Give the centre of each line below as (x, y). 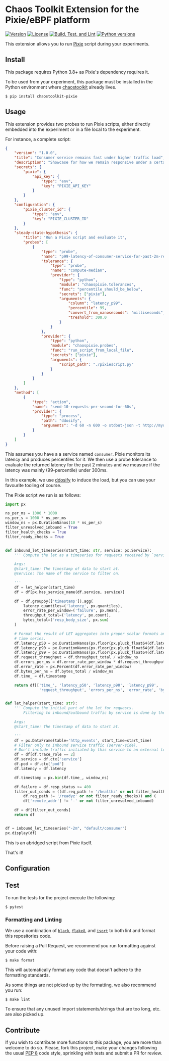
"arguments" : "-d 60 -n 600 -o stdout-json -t (91, 425)
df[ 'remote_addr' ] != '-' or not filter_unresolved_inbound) (89, 801)
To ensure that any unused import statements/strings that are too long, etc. (83, 1009)
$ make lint (18, 1000)
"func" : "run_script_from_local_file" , (92, 350)
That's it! (14, 852)
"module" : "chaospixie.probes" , (84, 346)
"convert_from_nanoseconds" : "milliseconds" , (117, 313)
